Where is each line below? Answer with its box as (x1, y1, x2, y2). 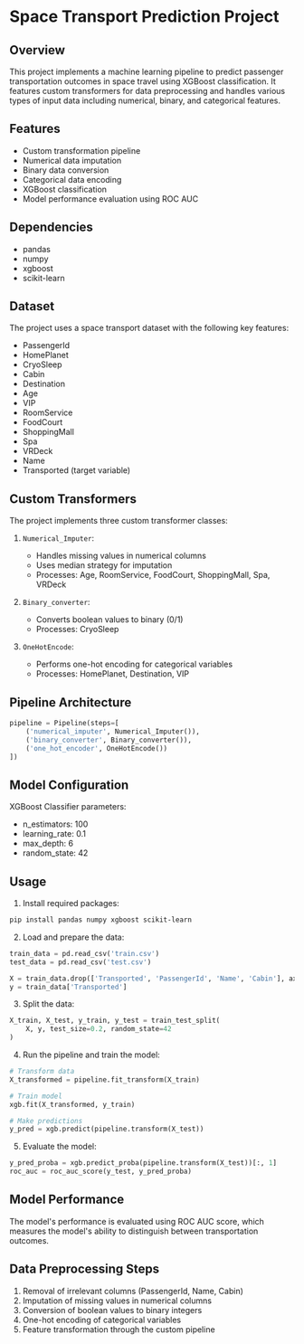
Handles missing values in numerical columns (35, 550, 206, 562)
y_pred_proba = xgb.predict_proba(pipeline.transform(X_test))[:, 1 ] (9, 1159, 278, 1168)
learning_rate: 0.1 (22, 828, 86, 839)
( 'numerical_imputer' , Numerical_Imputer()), (25, 726, 201, 736)
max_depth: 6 (22, 838, 74, 849)
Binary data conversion (22, 165, 109, 175)
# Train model (9, 1092, 63, 1101)
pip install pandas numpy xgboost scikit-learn (9, 915, 193, 924)
